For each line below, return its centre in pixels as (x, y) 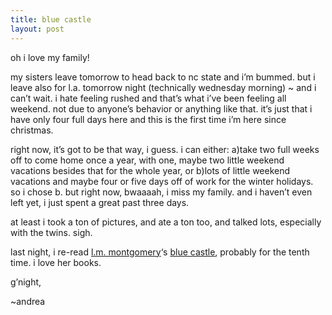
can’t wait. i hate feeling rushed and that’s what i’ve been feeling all (148, 98)
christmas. (32, 130)
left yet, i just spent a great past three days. (100, 202)
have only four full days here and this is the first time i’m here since (148, 119)
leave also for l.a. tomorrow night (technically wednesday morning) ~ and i (163, 87)
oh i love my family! (50, 57)
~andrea (28, 301)
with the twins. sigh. (51, 232)
